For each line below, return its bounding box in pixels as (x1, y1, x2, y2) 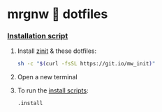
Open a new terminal (17, 73, 78, 81)
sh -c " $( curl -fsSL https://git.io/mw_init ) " (17, 61, 156, 67)
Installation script (7, 31, 68, 41)
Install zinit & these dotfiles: (17, 47, 96, 55)
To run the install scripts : (17, 86, 89, 95)
